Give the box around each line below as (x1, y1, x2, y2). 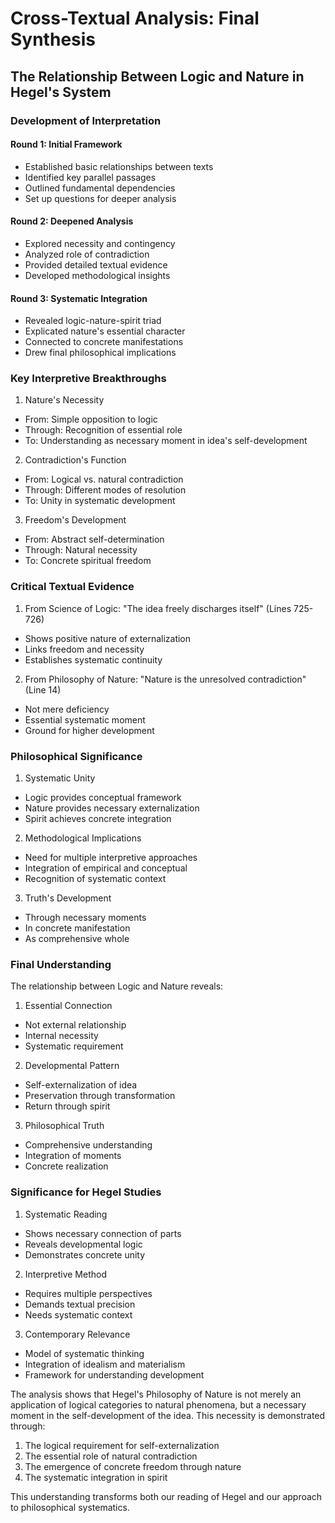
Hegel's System (10, 83, 112, 101)
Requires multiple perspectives (24, 1287, 153, 1299)
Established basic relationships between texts (24, 160, 214, 172)
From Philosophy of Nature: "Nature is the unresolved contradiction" (24, 673, 307, 685)
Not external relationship (24, 1019, 127, 1031)
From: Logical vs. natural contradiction (24, 473, 184, 486)
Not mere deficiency (24, 703, 110, 715)
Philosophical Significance (10, 749, 143, 763)
